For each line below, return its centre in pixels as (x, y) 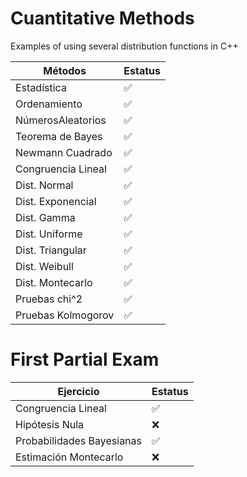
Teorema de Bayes (59, 136)
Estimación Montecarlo (69, 457)
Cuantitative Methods (102, 18)
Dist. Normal (44, 185)
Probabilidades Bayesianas (78, 440)
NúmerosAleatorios (61, 120)
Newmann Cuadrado (64, 152)
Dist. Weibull (44, 266)
